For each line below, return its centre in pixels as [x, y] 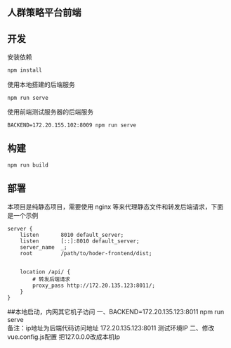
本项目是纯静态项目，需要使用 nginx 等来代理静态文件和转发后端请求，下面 [115, 207]
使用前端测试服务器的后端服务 [50, 112]
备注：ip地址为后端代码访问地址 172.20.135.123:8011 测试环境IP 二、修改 [111, 328]
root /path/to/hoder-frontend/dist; [86, 253]
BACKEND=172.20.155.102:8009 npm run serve [72, 125]
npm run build [28, 165]
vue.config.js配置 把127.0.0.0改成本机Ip [64, 337]
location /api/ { [45, 272]
